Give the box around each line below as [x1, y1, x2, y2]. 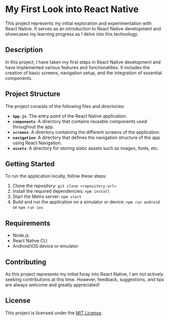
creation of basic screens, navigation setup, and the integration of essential [5, 70, 162, 76]
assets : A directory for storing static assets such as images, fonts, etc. [12, 145, 159, 151]
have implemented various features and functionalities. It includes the [5, 64, 150, 70]
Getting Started [5, 159, 55, 168]
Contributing [5, 257, 46, 266]
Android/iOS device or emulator [12, 243, 79, 249]
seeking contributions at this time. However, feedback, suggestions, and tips [5, 277, 164, 282]
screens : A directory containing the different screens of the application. [12, 129, 160, 135]
